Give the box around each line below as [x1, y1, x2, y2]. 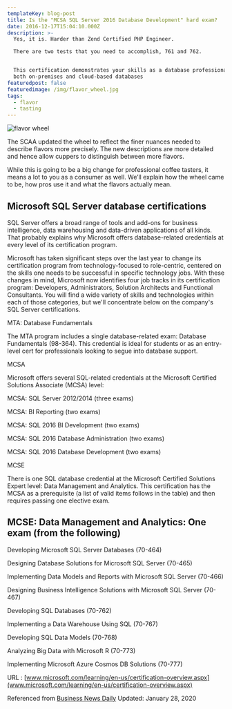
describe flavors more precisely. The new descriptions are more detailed [7, 145, 214, 153]
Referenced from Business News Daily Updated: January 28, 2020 [7, 694, 197, 702]
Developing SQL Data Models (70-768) [7, 633, 117, 641]
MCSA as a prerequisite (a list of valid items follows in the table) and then [7, 489, 215, 497]
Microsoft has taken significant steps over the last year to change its [7, 253, 202, 262]
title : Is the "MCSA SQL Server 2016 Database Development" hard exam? [7, 17, 217, 23]
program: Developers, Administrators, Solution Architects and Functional [7, 283, 213, 291]
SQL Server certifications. [7, 305, 81, 313]
